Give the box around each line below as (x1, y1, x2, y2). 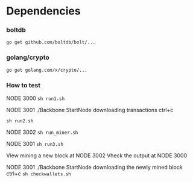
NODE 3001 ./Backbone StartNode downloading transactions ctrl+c (6, 107, 174, 114)
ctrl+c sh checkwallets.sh (6, 170, 71, 177)
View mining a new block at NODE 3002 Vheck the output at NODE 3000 (6, 152, 188, 159)
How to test (6, 81, 41, 89)
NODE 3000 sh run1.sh (6, 95, 65, 102)
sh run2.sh (6, 118, 34, 124)
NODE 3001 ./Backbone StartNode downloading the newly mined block (6, 164, 183, 171)
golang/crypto (6, 53, 49, 61)
